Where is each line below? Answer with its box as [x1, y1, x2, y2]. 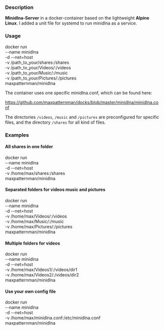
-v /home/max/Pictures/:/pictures [5, 223, 72, 229]
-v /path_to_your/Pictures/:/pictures [5, 75, 77, 81]
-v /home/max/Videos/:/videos [5, 213, 67, 219]
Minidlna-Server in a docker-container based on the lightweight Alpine [5, 15, 149, 21]
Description [5, 4, 34, 11]
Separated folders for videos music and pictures [5, 187, 106, 192]
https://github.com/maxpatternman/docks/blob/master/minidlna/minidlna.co [5, 99, 159, 105]
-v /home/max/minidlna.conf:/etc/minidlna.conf [5, 315, 101, 321]
